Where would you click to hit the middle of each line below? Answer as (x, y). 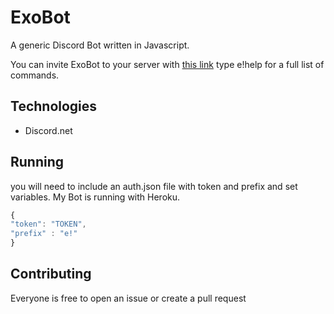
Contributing (51, 274)
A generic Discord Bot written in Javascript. (100, 45)
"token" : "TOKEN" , (48, 224)
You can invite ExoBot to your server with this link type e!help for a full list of (167, 64)
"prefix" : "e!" (44, 234)
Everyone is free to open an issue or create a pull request (128, 298)
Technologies (54, 106)
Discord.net (48, 130)
